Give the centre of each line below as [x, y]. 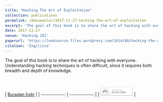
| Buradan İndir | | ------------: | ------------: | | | [70, 94]
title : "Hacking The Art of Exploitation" [49, 10]
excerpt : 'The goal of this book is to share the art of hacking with [78, 26]
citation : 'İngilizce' [28, 46]
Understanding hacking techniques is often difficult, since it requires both [78, 65]
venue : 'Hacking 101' [27, 36]
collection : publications [31, 15]
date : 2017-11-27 [23, 31]
